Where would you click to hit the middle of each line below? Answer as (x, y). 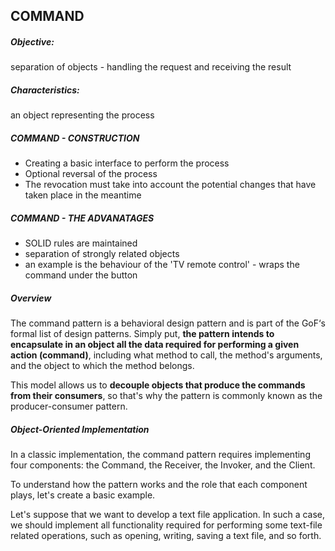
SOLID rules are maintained (81, 243)
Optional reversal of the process (91, 174)
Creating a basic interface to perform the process (127, 163)
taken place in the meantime (83, 195)
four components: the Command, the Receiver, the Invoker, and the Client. (163, 465)
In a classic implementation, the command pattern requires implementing (160, 455)
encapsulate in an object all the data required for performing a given (155, 345)
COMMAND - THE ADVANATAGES (82, 218)
